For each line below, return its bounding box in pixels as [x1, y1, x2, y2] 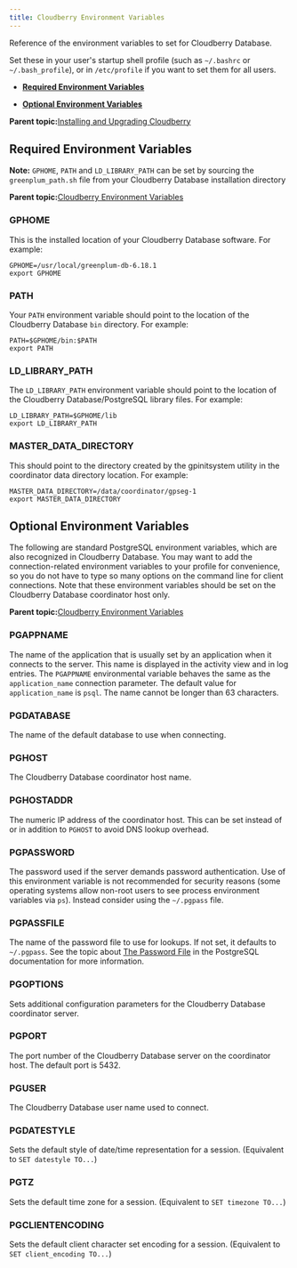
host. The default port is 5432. [9, 1060, 122, 1070]
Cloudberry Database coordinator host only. [9, 589, 171, 601]
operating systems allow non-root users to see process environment [9, 884, 260, 895]
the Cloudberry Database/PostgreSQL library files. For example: [9, 394, 243, 405]
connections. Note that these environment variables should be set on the [9, 580, 277, 591]
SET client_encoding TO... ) [9, 1248, 113, 1259]
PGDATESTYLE [9, 1125, 76, 1137]
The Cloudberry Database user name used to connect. [9, 1102, 209, 1113]
